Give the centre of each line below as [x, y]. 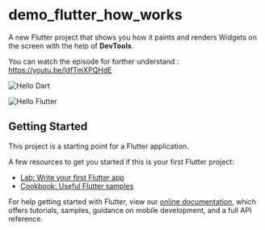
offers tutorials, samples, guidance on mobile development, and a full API [130, 210]
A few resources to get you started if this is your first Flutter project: [121, 161]
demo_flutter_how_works [96, 15]
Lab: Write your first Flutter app [72, 177]
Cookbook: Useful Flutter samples [77, 186]
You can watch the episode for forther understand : [94, 61]
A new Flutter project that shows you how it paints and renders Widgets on [132, 37]
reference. [25, 219]
